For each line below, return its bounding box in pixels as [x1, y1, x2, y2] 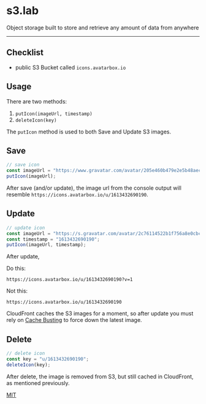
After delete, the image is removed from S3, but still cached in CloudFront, [6, 373, 194, 380]
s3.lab [6, 4, 39, 18]
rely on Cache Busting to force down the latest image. [6, 316, 142, 324]
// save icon [6, 162, 40, 168]
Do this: [6, 264, 26, 272]
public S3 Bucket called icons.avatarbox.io [15, 64, 126, 71]
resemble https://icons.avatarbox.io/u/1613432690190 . [6, 191, 148, 198]
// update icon [6, 225, 45, 231]
